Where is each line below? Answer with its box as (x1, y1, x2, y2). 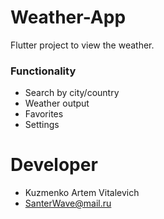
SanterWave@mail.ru (24, 197, 112, 210)
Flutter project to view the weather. (10, 39, 155, 51)
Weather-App (10, 6, 127, 29)
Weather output (24, 97, 90, 110)
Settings (24, 119, 60, 131)
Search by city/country (24, 87, 120, 99)
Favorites (24, 108, 64, 120)
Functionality (10, 64, 77, 78)
